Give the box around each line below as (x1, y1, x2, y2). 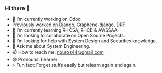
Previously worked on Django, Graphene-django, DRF (12, 21, 126, 28)
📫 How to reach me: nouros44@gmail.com (12, 49, 104, 55)
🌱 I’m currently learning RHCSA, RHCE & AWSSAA (12, 27, 118, 33)
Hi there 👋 (5, 5, 30, 12)
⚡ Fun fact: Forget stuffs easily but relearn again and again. (12, 62, 137, 68)
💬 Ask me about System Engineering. (12, 43, 90, 50)
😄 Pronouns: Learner (12, 56, 58, 63)
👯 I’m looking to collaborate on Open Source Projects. (12, 33, 125, 39)
